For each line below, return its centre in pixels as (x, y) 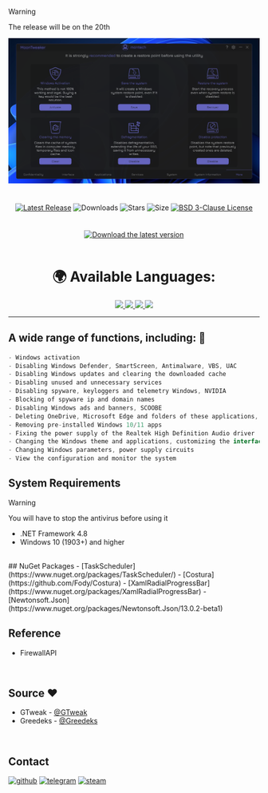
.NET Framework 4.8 (53, 533)
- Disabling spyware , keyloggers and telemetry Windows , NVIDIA (117, 391)
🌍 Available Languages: (134, 277)
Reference (35, 634)
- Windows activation (44, 357)
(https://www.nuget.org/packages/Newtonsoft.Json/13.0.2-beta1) (116, 608)
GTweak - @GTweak (53, 712)
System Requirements (65, 484)
